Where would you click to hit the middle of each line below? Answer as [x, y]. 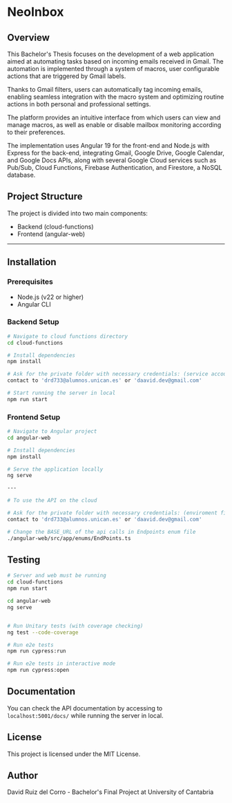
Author [22, 776]
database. [21, 175]
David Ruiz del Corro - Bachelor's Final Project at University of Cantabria [110, 792]
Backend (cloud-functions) [56, 226]
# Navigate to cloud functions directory [68, 336]
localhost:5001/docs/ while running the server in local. [85, 715]
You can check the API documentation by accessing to [85, 708]
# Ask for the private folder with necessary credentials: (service [108, 374]
